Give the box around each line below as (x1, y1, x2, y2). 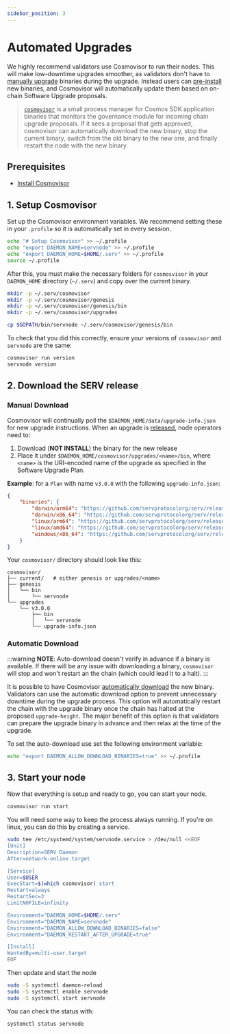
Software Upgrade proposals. (23, 91, 107, 99)
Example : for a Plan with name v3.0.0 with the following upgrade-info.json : (7, 479, 221, 487)
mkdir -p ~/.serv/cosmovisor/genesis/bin (7, 303, 127, 309)
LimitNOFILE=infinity (7, 900, 69, 906)
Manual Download (7, 401, 69, 410)
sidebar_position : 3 (7, 10, 66, 17)
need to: (7, 430, 31, 439)
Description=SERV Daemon (7, 849, 78, 856)
